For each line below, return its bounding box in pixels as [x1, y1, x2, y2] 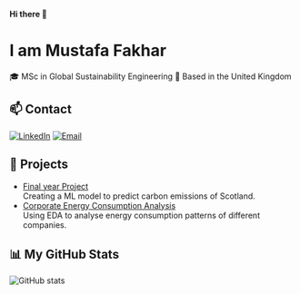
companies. [22, 219, 67, 230]
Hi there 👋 [9, 9, 47, 19]
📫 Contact [9, 102, 73, 117]
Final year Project [22, 181, 89, 191]
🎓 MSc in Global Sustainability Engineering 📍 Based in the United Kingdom [9, 71, 293, 82]
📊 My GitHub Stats [9, 246, 120, 262]
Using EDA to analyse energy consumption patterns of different [22, 210, 261, 220]
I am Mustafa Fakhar [9, 41, 166, 61]
